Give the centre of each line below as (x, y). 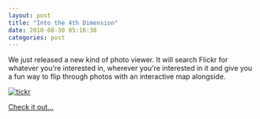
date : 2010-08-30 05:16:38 (53, 30)
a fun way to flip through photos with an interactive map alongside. (117, 76)
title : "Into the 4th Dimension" (63, 23)
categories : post (37, 37)
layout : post (30, 15)
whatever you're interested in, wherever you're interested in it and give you (130, 69)
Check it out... (31, 107)
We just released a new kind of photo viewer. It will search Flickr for (118, 60)
